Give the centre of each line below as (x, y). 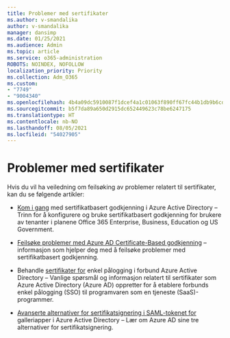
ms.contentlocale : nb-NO (42, 121)
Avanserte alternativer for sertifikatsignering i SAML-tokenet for (106, 313)
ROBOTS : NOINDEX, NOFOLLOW (46, 64)
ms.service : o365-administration (55, 58)
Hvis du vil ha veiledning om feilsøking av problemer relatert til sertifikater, (112, 187)
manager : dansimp (32, 32)
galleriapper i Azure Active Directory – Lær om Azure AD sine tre (108, 320)
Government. (36, 229)
